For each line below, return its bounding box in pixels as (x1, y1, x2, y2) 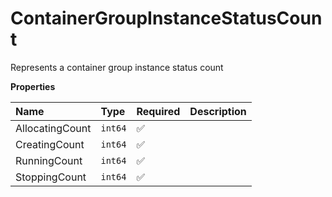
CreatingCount (15, 137, 85, 151)
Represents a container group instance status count (10, 61, 224, 73)
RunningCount (15, 153, 83, 167)
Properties (10, 80, 56, 92)
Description (189, 104, 247, 118)
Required (136, 104, 181, 118)
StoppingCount (15, 170, 87, 184)
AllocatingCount (15, 121, 92, 135)
